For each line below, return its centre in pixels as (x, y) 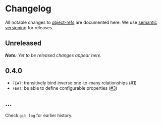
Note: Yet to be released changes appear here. (53, 55)
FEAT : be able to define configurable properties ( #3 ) (65, 88)
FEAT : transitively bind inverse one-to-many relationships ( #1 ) (75, 83)
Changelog (28, 9)
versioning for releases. (29, 27)
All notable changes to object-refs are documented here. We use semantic (81, 22)
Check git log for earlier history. (39, 116)
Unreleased (24, 43)
